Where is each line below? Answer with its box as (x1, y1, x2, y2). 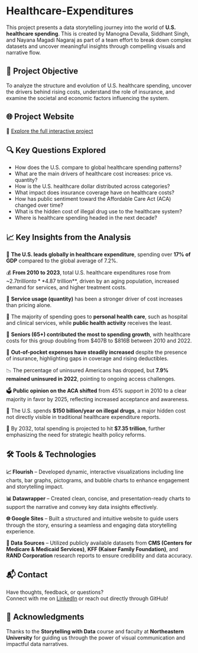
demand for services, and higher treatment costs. (6, 284, 127, 291)
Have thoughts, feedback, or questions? (6, 588, 104, 596)
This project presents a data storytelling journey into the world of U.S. (6, 24, 176, 31)
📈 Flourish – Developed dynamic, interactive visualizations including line (6, 468, 184, 475)
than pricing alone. (6, 302, 52, 309)
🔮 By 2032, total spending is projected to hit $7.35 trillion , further (6, 425, 165, 432)
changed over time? (14, 201, 64, 209)
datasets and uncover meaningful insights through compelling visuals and (6, 43, 186, 50)
